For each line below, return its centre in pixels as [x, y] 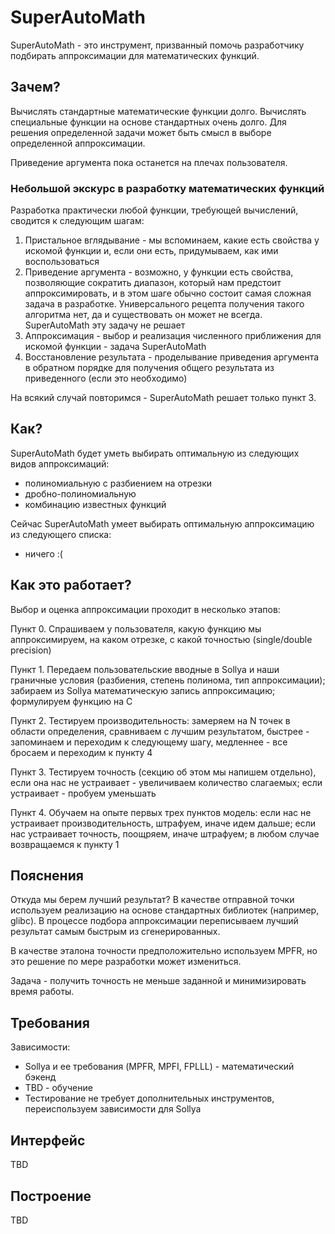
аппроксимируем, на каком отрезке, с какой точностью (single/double [161, 639]
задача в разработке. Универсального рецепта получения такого [164, 304]
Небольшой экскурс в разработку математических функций [167, 188]
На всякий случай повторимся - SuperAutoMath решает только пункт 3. [163, 398]
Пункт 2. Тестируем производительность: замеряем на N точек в [150, 720]
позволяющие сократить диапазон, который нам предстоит [153, 283]
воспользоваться [62, 262]
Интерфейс [48, 1140]
